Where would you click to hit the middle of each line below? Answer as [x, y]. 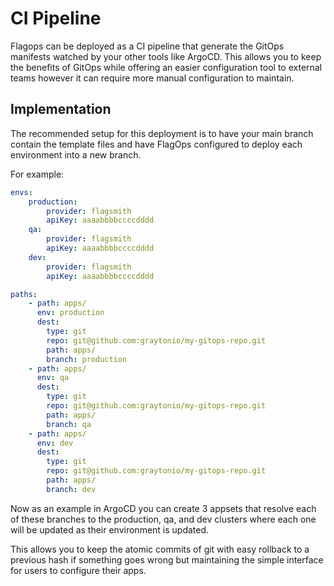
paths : [24, 294]
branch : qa [69, 424]
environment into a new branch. [76, 154]
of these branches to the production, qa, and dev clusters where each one [163, 519]
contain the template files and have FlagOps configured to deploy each [156, 144]
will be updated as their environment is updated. [110, 529]
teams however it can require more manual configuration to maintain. [152, 78]
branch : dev [71, 489]
